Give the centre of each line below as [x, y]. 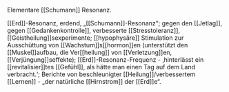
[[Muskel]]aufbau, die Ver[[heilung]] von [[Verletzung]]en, [90, 52]
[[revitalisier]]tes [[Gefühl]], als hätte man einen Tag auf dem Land [101, 67]
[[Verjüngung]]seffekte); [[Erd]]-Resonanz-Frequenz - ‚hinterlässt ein [106, 60]
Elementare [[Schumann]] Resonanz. [59, 10]
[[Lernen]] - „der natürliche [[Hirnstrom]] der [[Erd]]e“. [84, 81]
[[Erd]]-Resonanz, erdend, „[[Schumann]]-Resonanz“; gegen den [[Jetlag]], [115, 23]
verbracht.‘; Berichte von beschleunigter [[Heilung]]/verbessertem [101, 74]
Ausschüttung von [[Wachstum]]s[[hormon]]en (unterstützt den [98, 45]
